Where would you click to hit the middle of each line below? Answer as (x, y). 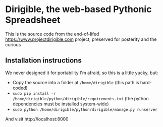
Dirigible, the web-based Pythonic (78, 9)
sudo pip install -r (34, 93)
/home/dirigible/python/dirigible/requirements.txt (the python (80, 98)
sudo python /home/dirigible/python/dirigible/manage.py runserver (85, 109)
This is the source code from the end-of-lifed (52, 34)
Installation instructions (43, 61)
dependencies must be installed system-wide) (61, 104)
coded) (20, 88)
